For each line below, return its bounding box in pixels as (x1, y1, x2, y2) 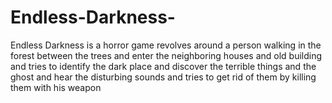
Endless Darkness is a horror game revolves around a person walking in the (10, 39, 322, 51)
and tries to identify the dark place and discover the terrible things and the (10, 60, 317, 72)
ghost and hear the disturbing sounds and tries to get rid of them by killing (10, 71, 317, 83)
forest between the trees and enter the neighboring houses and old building (10, 49, 323, 61)
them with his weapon (10, 81, 102, 93)
